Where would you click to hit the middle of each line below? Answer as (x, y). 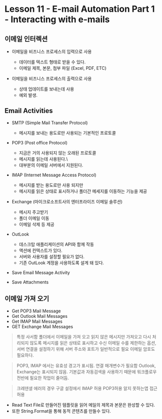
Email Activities (29, 111)
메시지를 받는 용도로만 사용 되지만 (51, 185)
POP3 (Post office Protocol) (40, 142)
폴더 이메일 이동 (34, 218)
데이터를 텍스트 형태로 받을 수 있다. (52, 62)
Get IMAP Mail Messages (37, 321)
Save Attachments (30, 282)
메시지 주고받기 (34, 212)
